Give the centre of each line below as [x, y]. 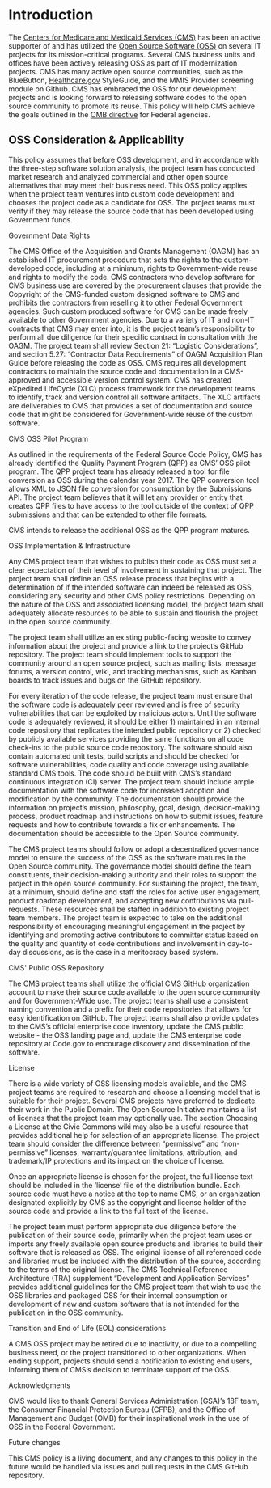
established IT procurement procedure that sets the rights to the [115, 260]
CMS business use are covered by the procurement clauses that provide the [135, 285]
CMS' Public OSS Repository [56, 967]
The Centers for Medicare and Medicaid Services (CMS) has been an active [135, 37]
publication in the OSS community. [66, 1313]
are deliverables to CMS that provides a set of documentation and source [131, 405]
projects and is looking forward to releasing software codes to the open [127, 97]
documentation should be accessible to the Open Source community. [124, 833]
